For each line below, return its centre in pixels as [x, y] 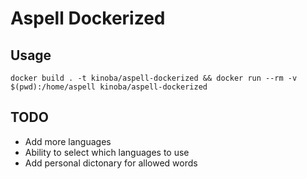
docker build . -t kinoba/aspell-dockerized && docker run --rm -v [154, 78]
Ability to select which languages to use [107, 152]
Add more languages [68, 141]
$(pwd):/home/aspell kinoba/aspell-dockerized [109, 87]
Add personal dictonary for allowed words [111, 163]
